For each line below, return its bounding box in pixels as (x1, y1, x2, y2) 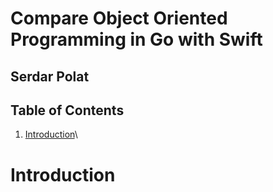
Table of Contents (10, 102, 125, 119)
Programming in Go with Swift (10, 28, 263, 51)
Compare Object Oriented (10, 7, 228, 30)
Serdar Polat (10, 68, 90, 85)
